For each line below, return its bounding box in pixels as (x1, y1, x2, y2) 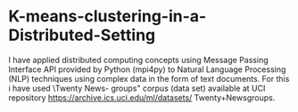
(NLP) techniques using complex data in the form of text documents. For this (8, 73, 290, 84)
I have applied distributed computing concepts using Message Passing (8, 54, 269, 65)
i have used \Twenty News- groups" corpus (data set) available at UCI (8, 83, 266, 93)
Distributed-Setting (8, 25, 156, 45)
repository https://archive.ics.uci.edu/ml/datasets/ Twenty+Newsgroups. (8, 92, 276, 103)
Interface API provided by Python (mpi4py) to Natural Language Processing (8, 64, 286, 75)
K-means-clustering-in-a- (8, 6, 207, 27)
